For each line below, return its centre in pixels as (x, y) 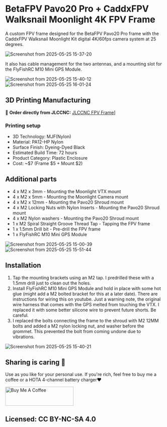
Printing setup (23, 125)
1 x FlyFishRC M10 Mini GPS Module (50, 234)
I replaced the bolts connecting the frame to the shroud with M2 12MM (86, 320)
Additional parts (31, 179)
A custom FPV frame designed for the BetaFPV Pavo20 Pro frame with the (82, 33)
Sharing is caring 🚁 (35, 363)
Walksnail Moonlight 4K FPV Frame (80, 19)
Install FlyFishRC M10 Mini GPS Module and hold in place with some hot (87, 288)
